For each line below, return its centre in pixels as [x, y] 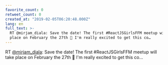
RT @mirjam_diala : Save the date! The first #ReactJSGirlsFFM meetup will [81, 52]
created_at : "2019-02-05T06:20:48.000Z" [48, 19]
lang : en [14, 24]
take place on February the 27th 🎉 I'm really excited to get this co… [74, 57]
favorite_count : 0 [24, 10]
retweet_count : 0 [23, 14]
